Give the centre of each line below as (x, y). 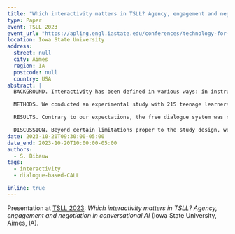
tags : (15, 163)
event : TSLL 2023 (33, 27)
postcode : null (36, 72)
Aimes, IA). (23, 223)
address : (20, 46)
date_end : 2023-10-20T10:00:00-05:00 (62, 143)
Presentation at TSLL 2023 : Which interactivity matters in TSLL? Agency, (112, 208)
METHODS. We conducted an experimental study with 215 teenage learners (122, 105)
